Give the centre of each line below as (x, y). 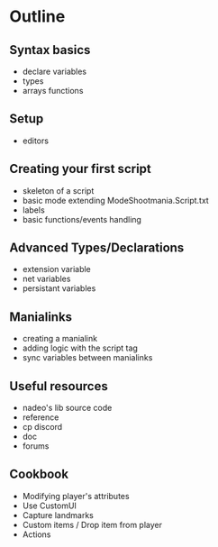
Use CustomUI (49, 506)
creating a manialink (59, 339)
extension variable (57, 269)
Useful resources (59, 386)
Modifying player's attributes (76, 496)
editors (36, 141)
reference (41, 417)
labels (33, 210)
